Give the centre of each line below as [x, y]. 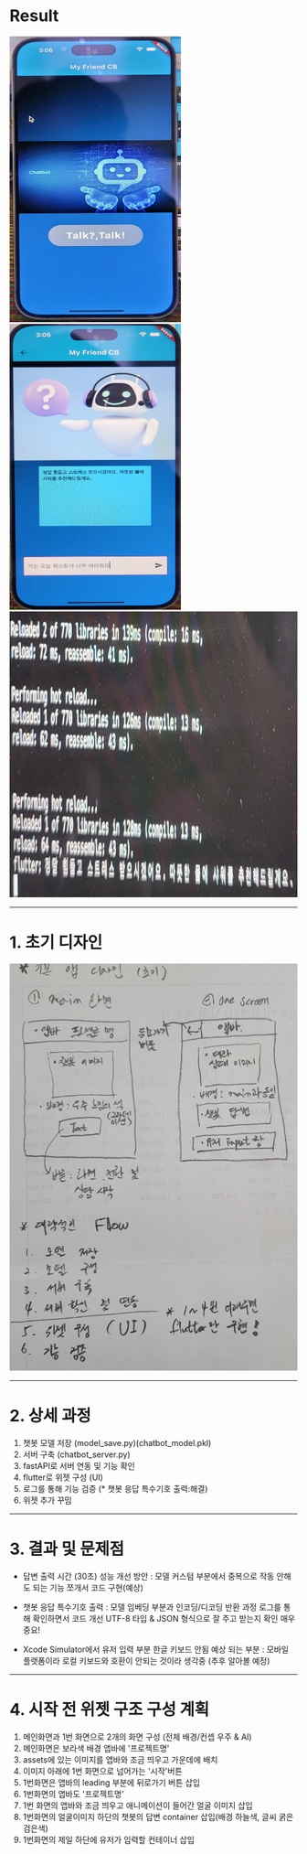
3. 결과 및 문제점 [67, 1549]
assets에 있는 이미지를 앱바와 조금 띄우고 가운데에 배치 [120, 1759]
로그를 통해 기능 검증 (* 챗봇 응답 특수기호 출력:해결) [115, 1488]
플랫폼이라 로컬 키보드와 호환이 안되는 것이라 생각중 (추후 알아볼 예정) [146, 1660]
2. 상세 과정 [50, 1416]
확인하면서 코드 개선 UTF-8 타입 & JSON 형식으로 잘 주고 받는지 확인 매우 [164, 1618]
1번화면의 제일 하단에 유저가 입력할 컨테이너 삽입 [108, 1839]
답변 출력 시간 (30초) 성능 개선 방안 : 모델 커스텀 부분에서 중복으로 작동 [148, 1576]
